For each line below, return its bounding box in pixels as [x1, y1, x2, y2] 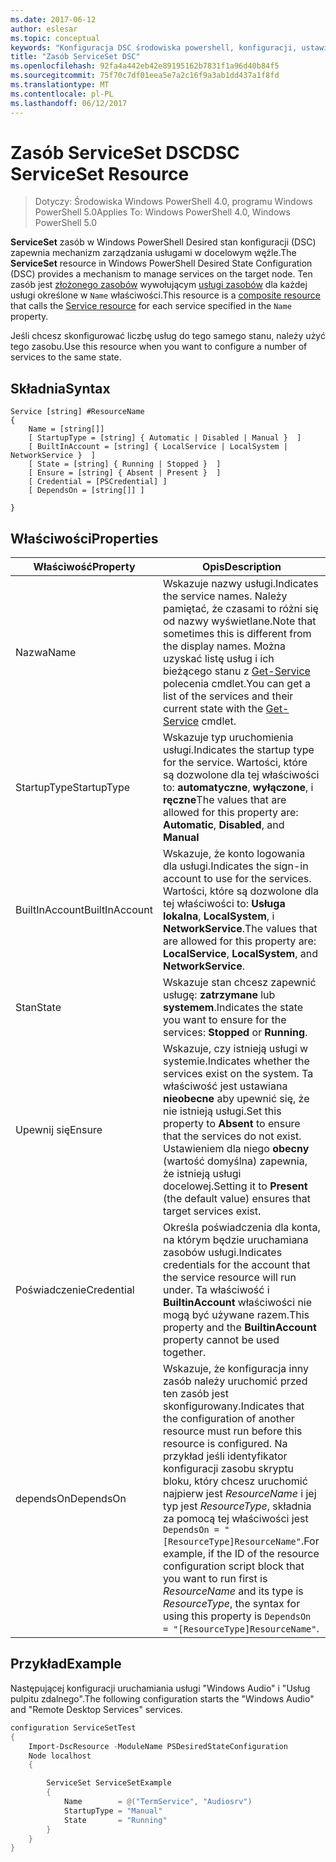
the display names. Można [162, 639, 286, 653]
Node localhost [28, 1751, 92, 1761]
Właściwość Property [33, 560, 136, 574]
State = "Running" [63, 1815, 168, 1825]
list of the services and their [162, 689, 294, 703]
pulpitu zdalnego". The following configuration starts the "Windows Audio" [10, 1692, 315, 1705]
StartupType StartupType [15, 781, 131, 795]
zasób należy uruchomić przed [162, 1374, 308, 1388]
